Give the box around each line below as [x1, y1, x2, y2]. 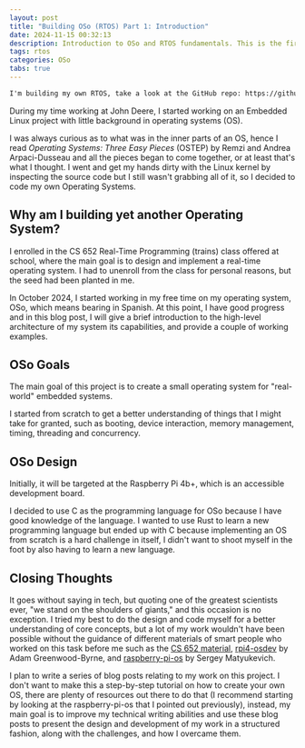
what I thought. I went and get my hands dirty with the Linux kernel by [9, 161, 271, 173]
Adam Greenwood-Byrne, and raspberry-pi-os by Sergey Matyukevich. [9, 653, 276, 663]
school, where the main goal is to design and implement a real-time [9, 255, 261, 266]
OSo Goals [9, 356, 71, 373]
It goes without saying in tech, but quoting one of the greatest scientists [9, 594, 279, 605]
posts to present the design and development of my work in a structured [9, 719, 280, 729]
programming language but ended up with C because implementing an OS [9, 524, 288, 536]
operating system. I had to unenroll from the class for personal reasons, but [9, 264, 292, 275]
